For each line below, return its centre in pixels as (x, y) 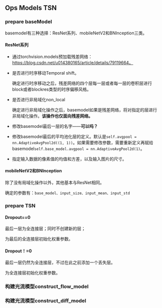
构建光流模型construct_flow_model (47, 287)
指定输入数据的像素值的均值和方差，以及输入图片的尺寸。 (69, 159)
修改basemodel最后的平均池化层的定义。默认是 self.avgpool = (74, 136)
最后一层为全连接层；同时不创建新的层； (45, 229)
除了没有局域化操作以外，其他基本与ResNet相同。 (55, 183)
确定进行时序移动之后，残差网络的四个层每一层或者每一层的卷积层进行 (82, 83)
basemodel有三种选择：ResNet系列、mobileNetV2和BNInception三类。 (76, 33)
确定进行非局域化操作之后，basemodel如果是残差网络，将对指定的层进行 (84, 110)
